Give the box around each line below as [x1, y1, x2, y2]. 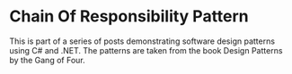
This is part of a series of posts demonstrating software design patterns [9, 36, 276, 46]
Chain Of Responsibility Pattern [9, 6, 249, 27]
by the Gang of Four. [9, 54, 85, 65]
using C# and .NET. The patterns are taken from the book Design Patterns [9, 45, 283, 55]
